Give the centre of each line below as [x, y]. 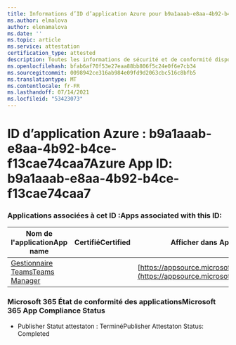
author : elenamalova [38, 27]
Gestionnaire [32, 263]
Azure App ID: [131, 164]
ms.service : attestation [44, 46]
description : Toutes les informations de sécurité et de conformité [110, 60]
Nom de [39, 234]
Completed [33, 333]
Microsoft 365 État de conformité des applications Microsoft [112, 302]
